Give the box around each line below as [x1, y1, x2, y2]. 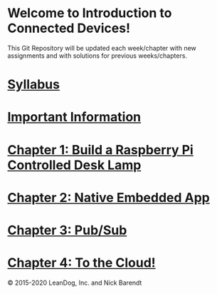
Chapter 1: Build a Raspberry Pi [7, 141, 194, 158]
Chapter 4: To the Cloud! [7, 255, 157, 271]
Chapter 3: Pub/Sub [7, 222, 127, 238]
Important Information [7, 109, 142, 126]
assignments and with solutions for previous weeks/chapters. [7, 51, 187, 60]
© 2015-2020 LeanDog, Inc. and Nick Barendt [7, 278, 142, 287]
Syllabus [7, 76, 60, 93]
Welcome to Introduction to [7, 5, 172, 21]
